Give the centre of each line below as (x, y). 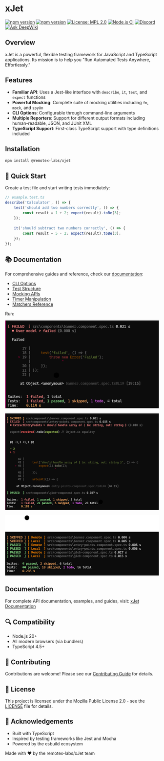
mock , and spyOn (28, 108)
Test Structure (26, 289)
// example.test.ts (25, 198)
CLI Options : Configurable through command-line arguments (73, 112)
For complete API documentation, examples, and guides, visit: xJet (72, 601)
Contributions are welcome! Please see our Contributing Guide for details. (79, 674)
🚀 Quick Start (26, 176)
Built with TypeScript (33, 733)
